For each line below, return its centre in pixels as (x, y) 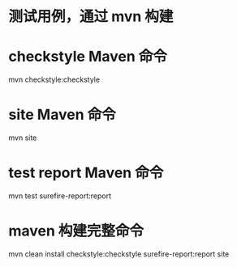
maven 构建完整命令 (76, 231)
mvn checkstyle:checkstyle (54, 80)
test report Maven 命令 (86, 173)
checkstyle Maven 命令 (88, 57)
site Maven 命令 (62, 115)
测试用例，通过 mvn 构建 (91, 17)
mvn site (23, 138)
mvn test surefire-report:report (60, 196)
